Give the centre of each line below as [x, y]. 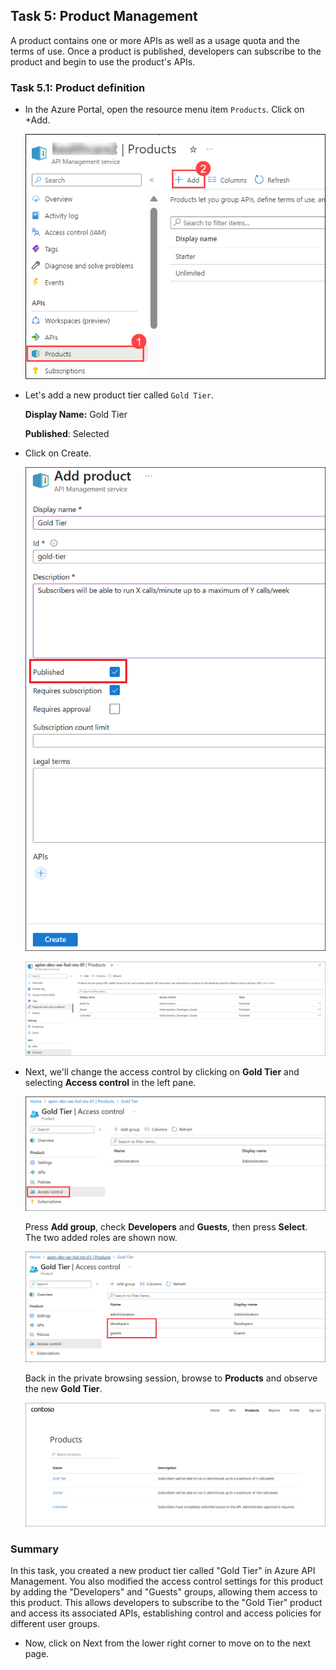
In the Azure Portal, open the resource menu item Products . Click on [164, 110]
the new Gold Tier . [63, 1389]
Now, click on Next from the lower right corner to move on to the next [168, 1643]
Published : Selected [67, 434]
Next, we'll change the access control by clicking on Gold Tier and [162, 1071]
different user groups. [55, 1623]
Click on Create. [58, 453]
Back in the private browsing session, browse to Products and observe [171, 1378]
